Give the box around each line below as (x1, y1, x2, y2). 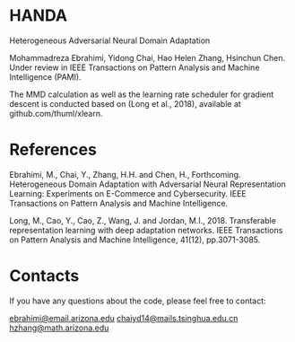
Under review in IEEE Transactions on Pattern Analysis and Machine (9, 62, 260, 73)
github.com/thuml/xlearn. (9, 108, 103, 118)
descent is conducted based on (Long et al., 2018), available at (9, 98, 242, 109)
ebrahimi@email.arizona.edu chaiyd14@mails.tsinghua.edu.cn (9, 312, 239, 323)
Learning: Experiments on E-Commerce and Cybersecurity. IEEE (9, 188, 247, 198)
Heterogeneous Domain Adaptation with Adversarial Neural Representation (9, 179, 287, 189)
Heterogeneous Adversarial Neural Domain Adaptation (9, 35, 211, 46)
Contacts (9, 266, 80, 286)
